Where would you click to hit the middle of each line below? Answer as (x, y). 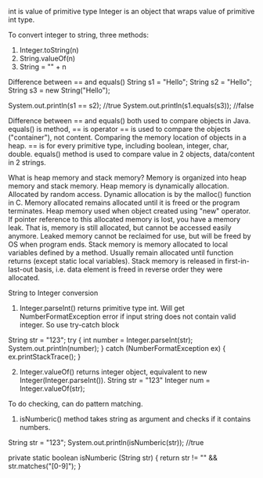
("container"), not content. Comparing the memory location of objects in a (127, 137)
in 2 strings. (27, 162)
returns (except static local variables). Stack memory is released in (116, 261)
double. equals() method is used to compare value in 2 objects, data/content (131, 154)
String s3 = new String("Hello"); (59, 90)
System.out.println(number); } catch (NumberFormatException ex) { (117, 348)
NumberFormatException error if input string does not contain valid (128, 316)
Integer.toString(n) (49, 50)
